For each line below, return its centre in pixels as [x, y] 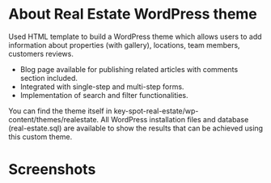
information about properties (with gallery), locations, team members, [124, 45]
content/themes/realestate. [54, 119]
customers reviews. [41, 53]
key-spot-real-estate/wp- [156, 111]
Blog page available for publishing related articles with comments [129, 69]
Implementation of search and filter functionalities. [104, 95]
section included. [49, 78]
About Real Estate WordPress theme [133, 14]
